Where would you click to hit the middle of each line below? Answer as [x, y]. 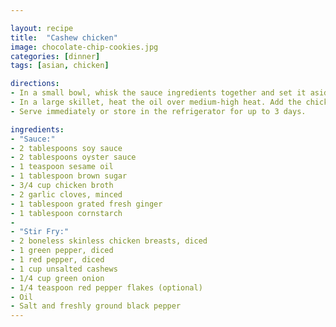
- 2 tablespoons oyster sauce [73, 157]
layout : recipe [42, 28]
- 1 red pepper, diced [57, 260]
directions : [35, 84]
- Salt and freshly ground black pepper [96, 306]
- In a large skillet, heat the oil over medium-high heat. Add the [156, 102]
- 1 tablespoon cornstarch [66, 213]
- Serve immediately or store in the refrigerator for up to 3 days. [158, 111]
